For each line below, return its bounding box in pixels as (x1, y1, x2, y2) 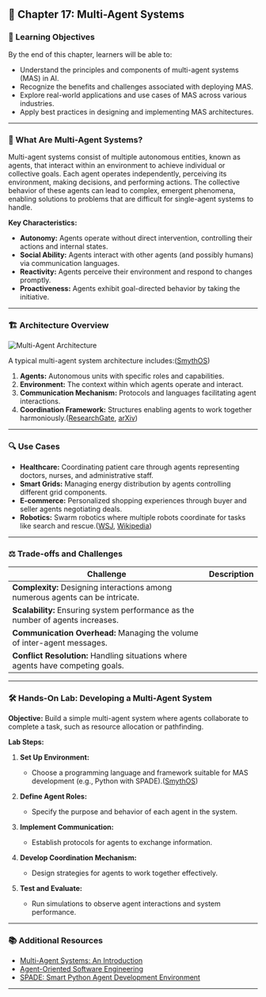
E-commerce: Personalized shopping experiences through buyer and (19, 495, 247, 505)
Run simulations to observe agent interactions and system (31, 899, 222, 908)
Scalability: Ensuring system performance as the (12, 605, 195, 616)
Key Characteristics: (8, 218, 78, 227)
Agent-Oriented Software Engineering (19, 965, 144, 974)
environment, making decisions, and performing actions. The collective (8, 177, 240, 187)
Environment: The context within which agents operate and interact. (19, 380, 244, 389)
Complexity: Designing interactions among (12, 582, 173, 593)
